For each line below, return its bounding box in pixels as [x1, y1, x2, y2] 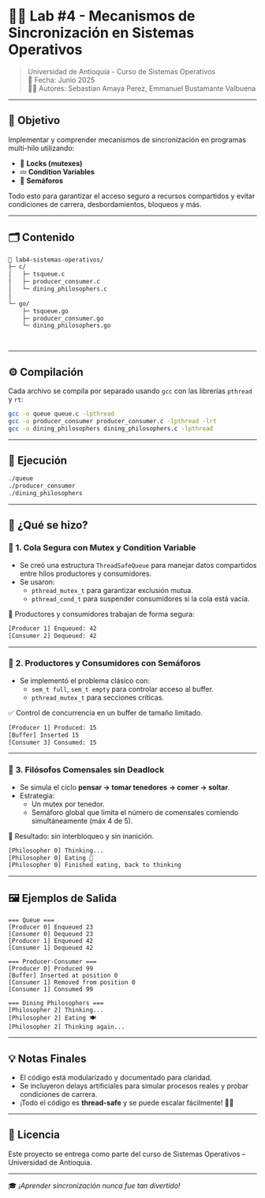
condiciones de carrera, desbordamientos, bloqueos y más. [8, 199, 202, 208]
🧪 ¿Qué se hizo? [8, 519, 88, 532]
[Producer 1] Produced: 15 [8, 723, 97, 731]
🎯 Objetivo [8, 114, 61, 127]
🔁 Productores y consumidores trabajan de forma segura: [8, 609, 195, 618]
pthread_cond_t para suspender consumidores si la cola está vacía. [31, 594, 250, 603]
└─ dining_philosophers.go [22, 321, 111, 330]
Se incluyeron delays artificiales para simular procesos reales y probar [19, 1081, 249, 1091]
